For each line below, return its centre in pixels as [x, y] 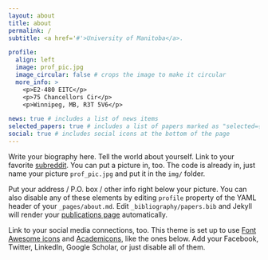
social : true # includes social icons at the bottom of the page [119, 134]
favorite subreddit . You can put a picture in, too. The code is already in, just [132, 165]
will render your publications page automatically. [88, 214]
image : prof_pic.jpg [49, 68]
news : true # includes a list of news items [83, 119]
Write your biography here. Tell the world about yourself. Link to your [122, 156]
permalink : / [30, 30]
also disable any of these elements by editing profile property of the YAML [132, 198]
